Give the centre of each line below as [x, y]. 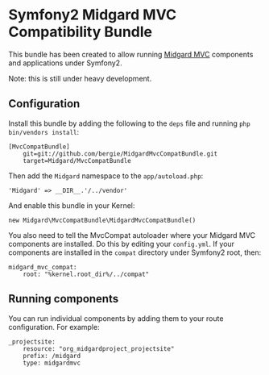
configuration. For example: [54, 327]
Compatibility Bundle [81, 32]
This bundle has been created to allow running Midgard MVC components [131, 54]
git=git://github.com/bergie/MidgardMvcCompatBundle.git [120, 154]
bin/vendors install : [44, 131]
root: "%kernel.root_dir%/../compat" [86, 274]
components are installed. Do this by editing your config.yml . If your [122, 244]
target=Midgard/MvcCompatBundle [77, 160]
